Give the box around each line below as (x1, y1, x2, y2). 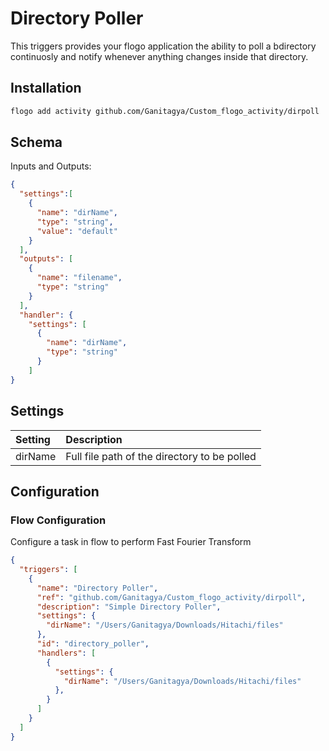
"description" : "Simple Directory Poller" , (36, 602, 222, 612)
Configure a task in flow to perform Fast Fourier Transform (10, 536, 252, 548)
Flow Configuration (10, 513, 107, 527)
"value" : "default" (36, 226, 118, 236)
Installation (10, 80, 82, 97)
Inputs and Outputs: (10, 160, 92, 172)
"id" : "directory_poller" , (36, 639, 150, 649)
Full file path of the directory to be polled (65, 449, 257, 463)
